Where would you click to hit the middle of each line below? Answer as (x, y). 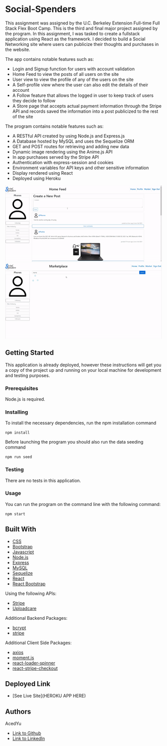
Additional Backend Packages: (36, 618)
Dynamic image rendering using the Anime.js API (62, 152)
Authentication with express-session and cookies (63, 162)
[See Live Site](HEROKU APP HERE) (49, 696)
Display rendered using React (42, 173)
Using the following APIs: (31, 593)
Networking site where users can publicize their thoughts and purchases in (82, 44)
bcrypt (19, 628)
